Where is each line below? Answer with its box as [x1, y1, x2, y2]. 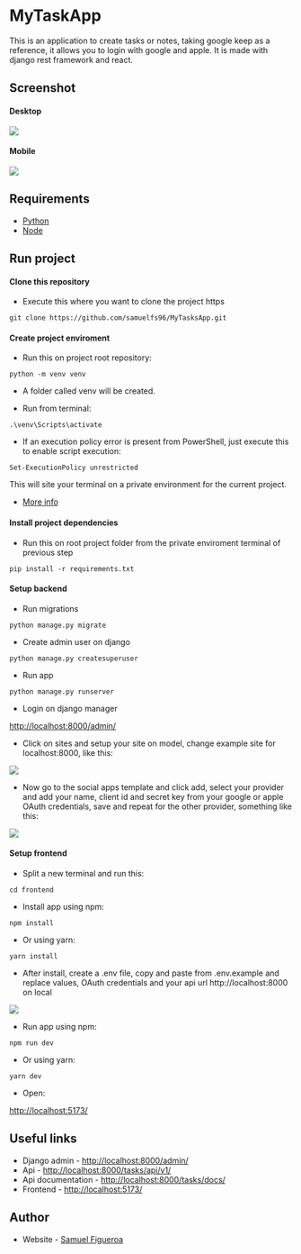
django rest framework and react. [9, 54, 133, 65]
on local [22, 986, 52, 997]
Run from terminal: [22, 403, 92, 414]
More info [22, 496, 58, 507]
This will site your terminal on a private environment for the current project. [9, 479, 288, 490]
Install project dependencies [9, 517, 119, 528]
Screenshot [9, 80, 76, 95]
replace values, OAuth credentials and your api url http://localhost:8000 [22, 977, 288, 987]
